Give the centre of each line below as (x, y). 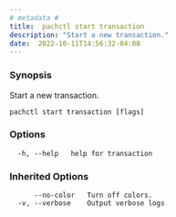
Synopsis (31, 76)
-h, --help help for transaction (85, 153)
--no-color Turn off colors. (93, 196)
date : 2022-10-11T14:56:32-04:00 (75, 43)
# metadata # (34, 18)
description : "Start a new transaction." (89, 35)
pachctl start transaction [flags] (77, 112)
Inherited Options (49, 176)
